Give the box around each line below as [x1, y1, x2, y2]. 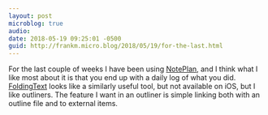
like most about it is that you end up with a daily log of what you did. [8, 73, 236, 83]
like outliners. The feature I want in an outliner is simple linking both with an [8, 90, 261, 100]
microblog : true [8, 19, 63, 28]
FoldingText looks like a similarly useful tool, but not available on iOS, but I [8, 82, 256, 92]
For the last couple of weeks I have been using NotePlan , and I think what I [8, 64, 258, 74]
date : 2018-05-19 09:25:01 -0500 [8, 34, 122, 43]
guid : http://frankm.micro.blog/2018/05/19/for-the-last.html [8, 42, 223, 50]
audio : [8, 27, 31, 35]
